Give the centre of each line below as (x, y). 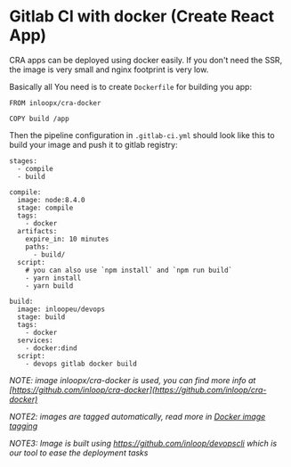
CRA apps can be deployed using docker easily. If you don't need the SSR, (146, 60)
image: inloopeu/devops (61, 309)
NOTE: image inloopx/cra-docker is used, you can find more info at (133, 380)
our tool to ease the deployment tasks (79, 453)
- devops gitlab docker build (81, 364)
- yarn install (53, 278)
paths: (37, 247)
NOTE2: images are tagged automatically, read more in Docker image (137, 416)
